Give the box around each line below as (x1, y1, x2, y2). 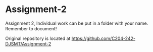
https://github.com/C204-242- (71, 35, 135, 41)
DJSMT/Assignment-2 (5, 40, 52, 46)
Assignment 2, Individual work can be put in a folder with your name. (5, 20, 148, 26)
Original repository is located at (5, 35, 71, 41)
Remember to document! (5, 25, 57, 31)
